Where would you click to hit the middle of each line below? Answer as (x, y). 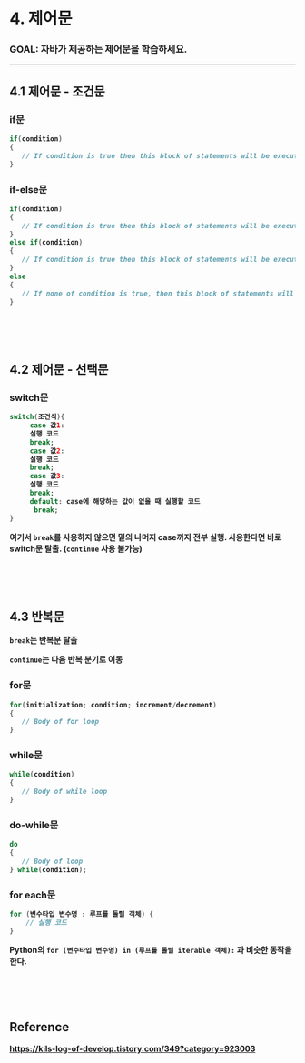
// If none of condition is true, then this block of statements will (158, 293)
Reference (39, 1027)
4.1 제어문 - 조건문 (58, 91)
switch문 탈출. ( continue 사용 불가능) (76, 548)
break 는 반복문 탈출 (44, 640)
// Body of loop (52, 861)
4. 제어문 (41, 19)
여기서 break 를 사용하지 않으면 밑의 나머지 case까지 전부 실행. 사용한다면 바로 (146, 537)
